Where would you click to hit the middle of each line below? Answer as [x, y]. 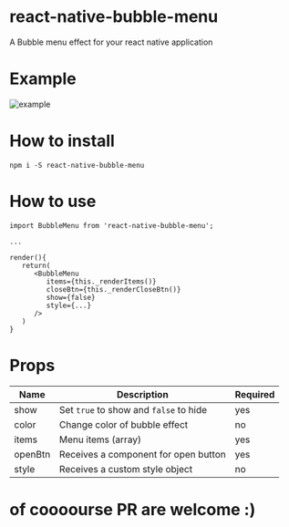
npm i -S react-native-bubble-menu [77, 165]
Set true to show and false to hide [133, 409]
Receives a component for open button [142, 454]
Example [43, 79]
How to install [62, 141]
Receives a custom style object [126, 469]
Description [143, 394]
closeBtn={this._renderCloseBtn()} [114, 289]
